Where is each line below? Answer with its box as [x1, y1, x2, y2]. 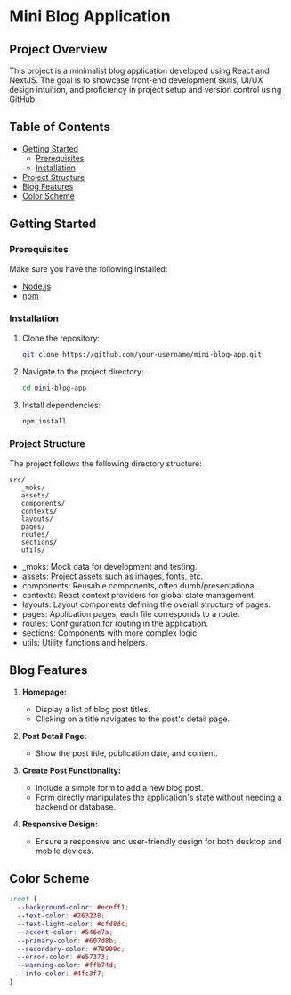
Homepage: [21, 687, 67, 697]
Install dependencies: [21, 399, 101, 410]
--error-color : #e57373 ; [17, 952, 109, 962]
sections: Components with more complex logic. [21, 627, 199, 638]
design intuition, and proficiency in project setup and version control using [9, 85, 282, 95]
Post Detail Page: [21, 730, 87, 741]
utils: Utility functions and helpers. [21, 637, 149, 647]
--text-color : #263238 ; [17, 911, 105, 920]
